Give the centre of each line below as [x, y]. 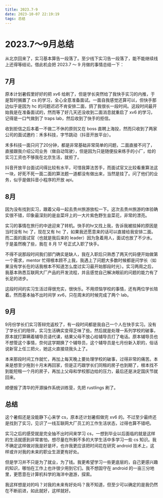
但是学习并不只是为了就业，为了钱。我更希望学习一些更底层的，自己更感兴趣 [81, 462]
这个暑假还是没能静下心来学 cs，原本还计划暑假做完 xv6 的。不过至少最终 [79, 417]
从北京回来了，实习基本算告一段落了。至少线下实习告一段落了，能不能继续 [79, 58]
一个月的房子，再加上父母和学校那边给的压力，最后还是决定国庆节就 [90, 371]
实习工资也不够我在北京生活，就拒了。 [43, 157]
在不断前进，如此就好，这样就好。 [39, 490]
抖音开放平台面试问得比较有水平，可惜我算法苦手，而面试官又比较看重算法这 [81, 168]
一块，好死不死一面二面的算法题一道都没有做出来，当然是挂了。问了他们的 [79, 174]
